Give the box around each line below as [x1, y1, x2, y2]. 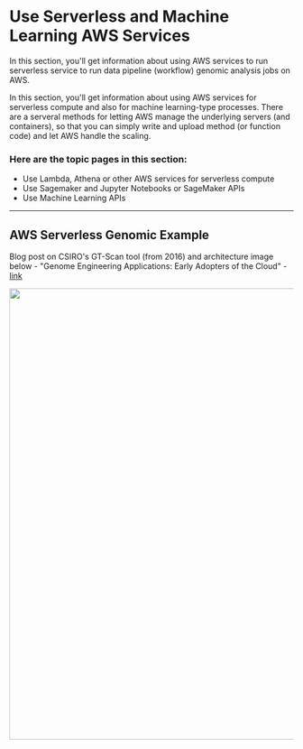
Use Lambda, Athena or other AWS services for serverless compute [22, 173, 275, 184]
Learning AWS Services [9, 25, 191, 46]
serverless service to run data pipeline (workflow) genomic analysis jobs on [9, 65, 291, 76]
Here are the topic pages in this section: [9, 153, 188, 165]
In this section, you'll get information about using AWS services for [9, 92, 257, 103]
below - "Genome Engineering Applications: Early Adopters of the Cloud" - [9, 261, 288, 272]
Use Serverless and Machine [9, 6, 230, 27]
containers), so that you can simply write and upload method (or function [9, 120, 281, 132]
